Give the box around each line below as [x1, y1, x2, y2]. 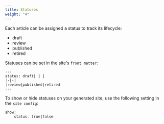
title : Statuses [5, 7, 38, 12]
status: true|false [14, 114, 54, 119]
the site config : [5, 100, 38, 106]
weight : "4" [5, 12, 29, 17]
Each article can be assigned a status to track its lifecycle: [5, 25, 122, 31]
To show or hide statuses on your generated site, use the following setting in [5, 95, 159, 101]
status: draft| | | [5, 74, 45, 78]
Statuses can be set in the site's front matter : [5, 60, 98, 66]
